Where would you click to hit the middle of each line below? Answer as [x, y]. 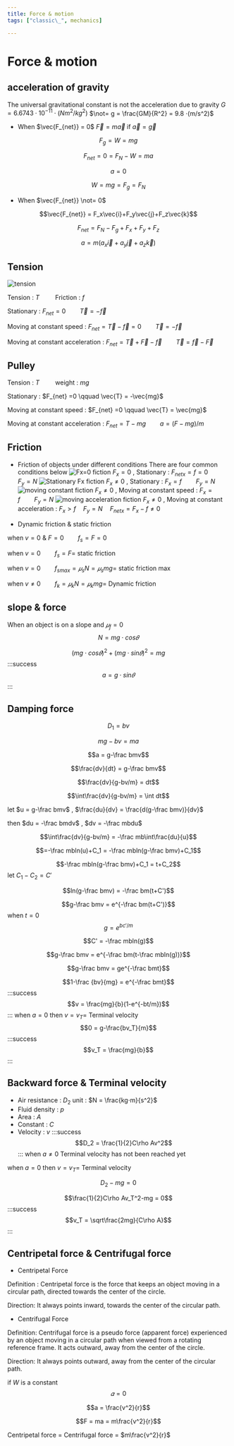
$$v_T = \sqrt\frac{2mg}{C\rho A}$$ [118, 1220]
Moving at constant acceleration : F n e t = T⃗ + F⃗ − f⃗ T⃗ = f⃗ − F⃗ [110, 343]
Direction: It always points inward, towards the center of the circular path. [114, 1306]
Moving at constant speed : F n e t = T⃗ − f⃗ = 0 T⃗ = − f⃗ [95, 327]
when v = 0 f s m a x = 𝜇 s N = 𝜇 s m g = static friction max [89, 569]
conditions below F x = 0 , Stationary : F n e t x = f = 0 [113, 472]
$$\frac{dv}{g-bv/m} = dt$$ [118, 782]
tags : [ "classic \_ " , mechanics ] [55, 20]
